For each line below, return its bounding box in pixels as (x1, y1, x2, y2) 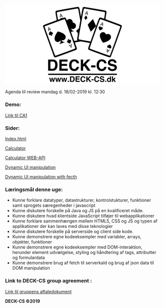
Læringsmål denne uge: (5, 186, 63, 193)
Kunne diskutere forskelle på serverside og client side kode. (12, 228, 134, 234)
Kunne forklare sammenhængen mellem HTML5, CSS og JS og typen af (12, 218, 158, 224)
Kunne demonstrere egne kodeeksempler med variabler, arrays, (12, 234, 141, 240)
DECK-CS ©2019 (5, 298, 40, 304)
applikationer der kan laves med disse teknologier (12, 224, 113, 229)
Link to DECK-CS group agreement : (5, 278, 92, 284)
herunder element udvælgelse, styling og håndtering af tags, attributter (12, 250, 157, 255)
